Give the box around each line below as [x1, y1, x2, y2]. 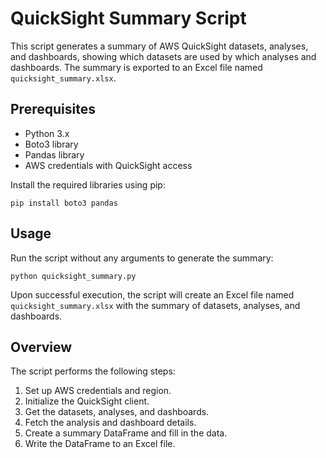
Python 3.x [24, 127, 70, 139]
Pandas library [24, 148, 85, 161]
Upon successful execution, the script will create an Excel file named [10, 288, 295, 301]
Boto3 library [24, 138, 79, 150]
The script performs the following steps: [10, 365, 176, 377]
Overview [10, 338, 73, 356]
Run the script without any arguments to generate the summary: [10, 252, 274, 264]
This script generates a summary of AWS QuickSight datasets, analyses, [10, 40, 309, 52]
